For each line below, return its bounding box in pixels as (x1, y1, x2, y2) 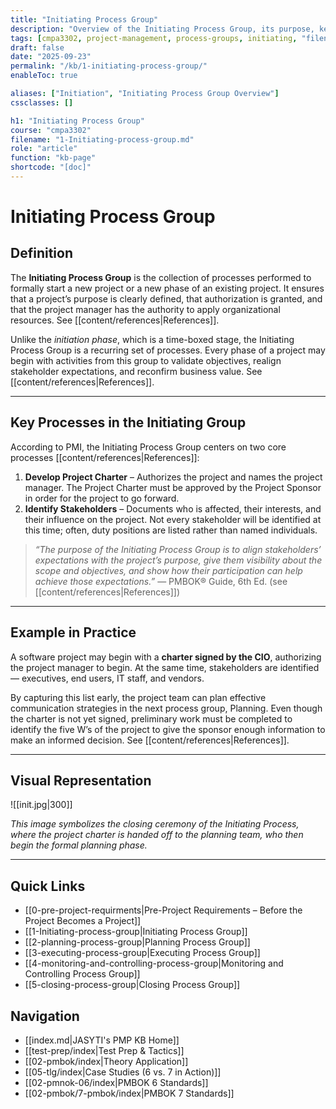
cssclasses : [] (10, 97, 74, 108)
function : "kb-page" (10, 153, 97, 163)
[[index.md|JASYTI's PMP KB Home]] (24, 1034, 180, 1046)
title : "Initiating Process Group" (10, 14, 159, 25)
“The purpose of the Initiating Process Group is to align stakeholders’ (34, 543, 322, 555)
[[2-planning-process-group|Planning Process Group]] (24, 936, 251, 948)
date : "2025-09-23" (10, 52, 92, 62)
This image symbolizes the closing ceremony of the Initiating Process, (10, 818, 300, 830)
